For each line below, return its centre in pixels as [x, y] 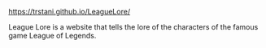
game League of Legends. [52, 36]
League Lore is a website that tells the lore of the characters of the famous [133, 27]
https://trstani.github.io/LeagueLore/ [70, 12]
